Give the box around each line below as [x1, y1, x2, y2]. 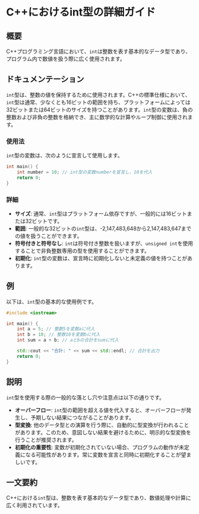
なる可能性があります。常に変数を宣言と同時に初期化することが [25, 451, 181, 458]
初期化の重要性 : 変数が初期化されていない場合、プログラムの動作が [14, 443, 179, 450]
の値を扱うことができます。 [14, 232, 83, 239]
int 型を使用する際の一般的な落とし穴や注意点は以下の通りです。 [6, 393, 165, 401]
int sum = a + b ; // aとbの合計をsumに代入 [17, 337, 119, 343]
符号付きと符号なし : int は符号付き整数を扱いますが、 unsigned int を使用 [14, 239, 193, 247]
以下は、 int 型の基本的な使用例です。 [6, 298, 97, 305]
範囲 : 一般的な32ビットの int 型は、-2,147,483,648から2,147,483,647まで [14, 225, 192, 232]
